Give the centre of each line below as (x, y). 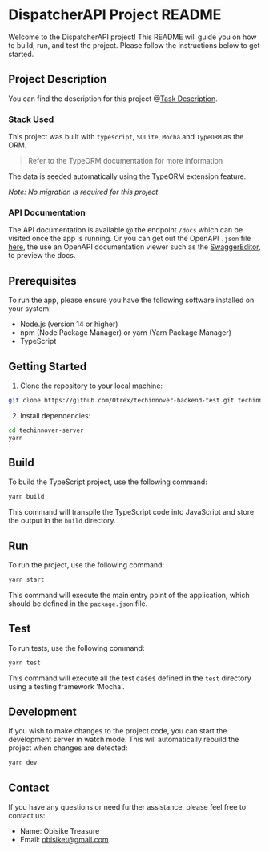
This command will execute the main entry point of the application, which (129, 595)
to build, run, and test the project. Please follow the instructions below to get (134, 45)
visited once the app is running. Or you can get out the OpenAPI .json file (130, 239)
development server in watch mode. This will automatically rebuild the (124, 740)
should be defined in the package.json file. (78, 604)
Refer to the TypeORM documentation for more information (125, 161)
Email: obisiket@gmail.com (64, 840)
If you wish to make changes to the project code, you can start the (118, 731)
